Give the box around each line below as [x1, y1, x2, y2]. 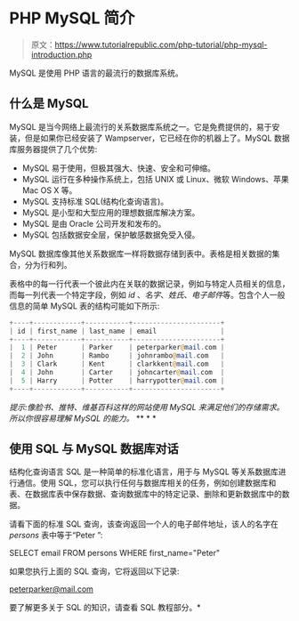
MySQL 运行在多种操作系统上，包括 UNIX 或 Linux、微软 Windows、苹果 [21, 173, 289, 184]
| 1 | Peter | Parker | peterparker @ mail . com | [9, 343, 225, 352]
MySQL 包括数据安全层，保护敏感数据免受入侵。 [21, 229, 200, 240]
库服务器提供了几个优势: [9, 143, 98, 154]
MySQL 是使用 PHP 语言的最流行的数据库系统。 [9, 68, 184, 78]
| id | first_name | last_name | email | [9, 327, 225, 335]
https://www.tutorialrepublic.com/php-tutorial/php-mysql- [54, 39, 268, 50]
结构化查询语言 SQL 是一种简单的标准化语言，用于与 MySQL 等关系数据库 [9, 466, 279, 477]
